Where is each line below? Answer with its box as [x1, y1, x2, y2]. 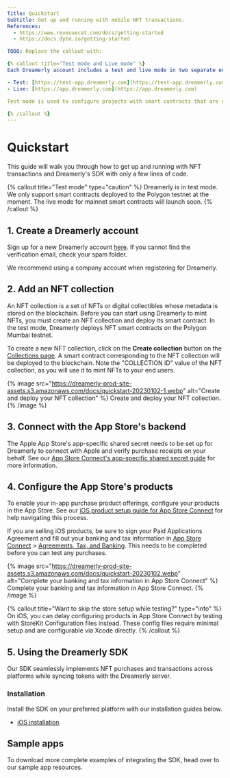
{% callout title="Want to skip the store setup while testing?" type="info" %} [7, 604, 222, 613]
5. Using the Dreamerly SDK [7, 646, 129, 658]
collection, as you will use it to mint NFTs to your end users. [7, 366, 175, 374]
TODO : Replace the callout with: [7, 48, 103, 55]
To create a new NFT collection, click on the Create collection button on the [7, 344, 222, 352]
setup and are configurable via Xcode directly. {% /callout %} [7, 626, 180, 635]
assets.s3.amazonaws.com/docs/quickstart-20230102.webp [7, 569, 178, 578]
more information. [7, 461, 57, 469]
